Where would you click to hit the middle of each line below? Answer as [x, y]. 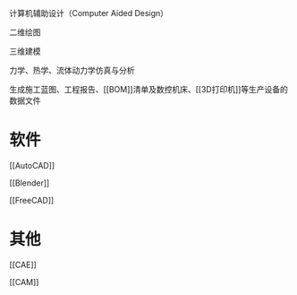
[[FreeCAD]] [32, 200]
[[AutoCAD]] [32, 165]
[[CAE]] [23, 265]
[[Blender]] [30, 183]
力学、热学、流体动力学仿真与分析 [72, 70]
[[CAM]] [24, 282]
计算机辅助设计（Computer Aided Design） [89, 13]
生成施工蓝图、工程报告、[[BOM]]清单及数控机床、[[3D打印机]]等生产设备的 [149, 89]
